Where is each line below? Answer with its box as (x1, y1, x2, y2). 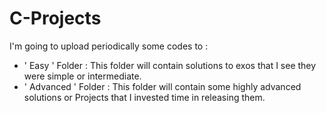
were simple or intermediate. (23, 70, 142, 82)
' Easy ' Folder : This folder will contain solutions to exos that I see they (23, 59, 317, 71)
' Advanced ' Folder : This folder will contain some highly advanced (23, 80, 302, 92)
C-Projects (9, 7, 102, 30)
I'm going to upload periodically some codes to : (9, 40, 209, 52)
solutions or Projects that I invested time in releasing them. (23, 91, 266, 103)
